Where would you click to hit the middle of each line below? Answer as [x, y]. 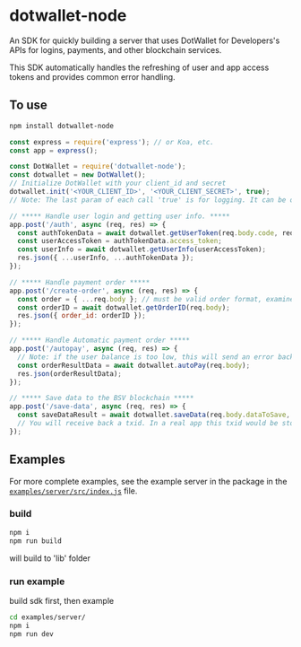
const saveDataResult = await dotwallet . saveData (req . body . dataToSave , [154, 415]
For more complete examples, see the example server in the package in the [148, 481]
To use [28, 105]
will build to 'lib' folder [50, 558]
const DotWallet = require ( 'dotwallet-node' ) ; [98, 167]
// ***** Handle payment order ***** [80, 282]
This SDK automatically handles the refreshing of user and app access [139, 67]
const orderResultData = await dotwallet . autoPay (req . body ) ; [134, 365]
